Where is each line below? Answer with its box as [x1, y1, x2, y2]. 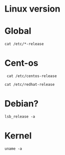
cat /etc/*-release [4, 42, 44, 46]
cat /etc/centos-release [6, 74, 57, 78]
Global [4, 26, 32, 37]
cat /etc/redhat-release [4, 82, 55, 87]
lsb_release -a [4, 114, 35, 119]
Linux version [4, 3, 61, 15]
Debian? [4, 98, 39, 109]
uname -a [4, 146, 22, 151]
